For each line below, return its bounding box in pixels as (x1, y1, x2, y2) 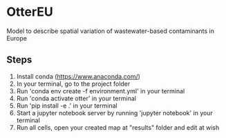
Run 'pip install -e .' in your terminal (16, 101, 118, 110)
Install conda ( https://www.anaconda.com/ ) (16, 72, 141, 80)
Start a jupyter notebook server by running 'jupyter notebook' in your (16, 108, 214, 117)
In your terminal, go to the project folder (16, 80, 131, 88)
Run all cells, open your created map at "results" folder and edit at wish (16, 123, 220, 131)
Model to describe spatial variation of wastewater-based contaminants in (6, 27, 215, 35)
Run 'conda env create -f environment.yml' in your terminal (16, 87, 185, 95)
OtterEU (6, 4, 53, 20)
